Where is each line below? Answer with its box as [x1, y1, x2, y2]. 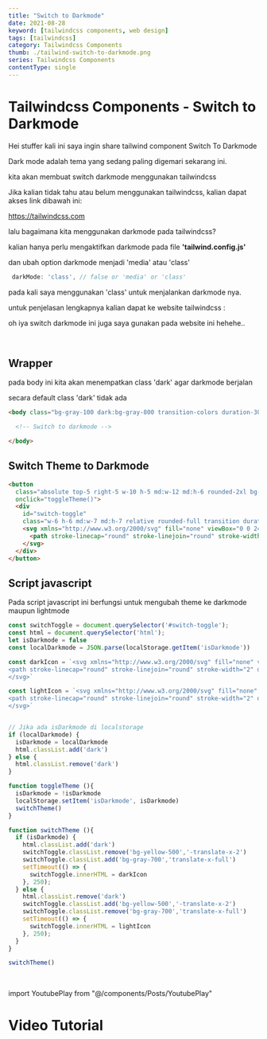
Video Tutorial [8, 1017, 103, 1035]
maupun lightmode [8, 606, 70, 615]
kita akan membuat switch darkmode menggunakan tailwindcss [8, 172, 217, 182]
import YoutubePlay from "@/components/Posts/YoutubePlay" [8, 989, 213, 998]
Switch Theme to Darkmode [8, 459, 149, 473]
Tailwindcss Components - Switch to [8, 97, 257, 115]
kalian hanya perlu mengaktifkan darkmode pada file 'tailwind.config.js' [8, 242, 246, 252]
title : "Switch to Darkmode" [8, 11, 105, 20]
